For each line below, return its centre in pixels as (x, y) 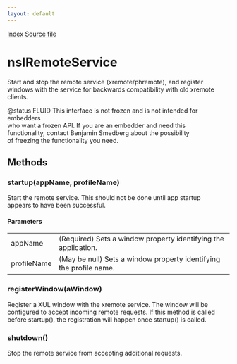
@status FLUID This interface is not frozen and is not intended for (103, 111)
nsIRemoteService (62, 62)
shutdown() (28, 337)
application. (78, 248)
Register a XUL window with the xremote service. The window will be (108, 304)
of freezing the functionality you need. (63, 140)
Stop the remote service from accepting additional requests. (95, 353)
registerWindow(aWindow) (55, 289)
